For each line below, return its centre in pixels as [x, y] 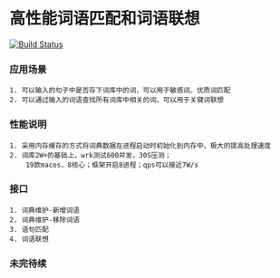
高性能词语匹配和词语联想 [105, 19]
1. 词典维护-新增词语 [44, 210]
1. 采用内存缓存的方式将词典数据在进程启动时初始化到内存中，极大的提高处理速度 [140, 146]
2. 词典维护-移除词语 [44, 220]
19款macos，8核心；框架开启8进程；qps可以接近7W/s [112, 165]
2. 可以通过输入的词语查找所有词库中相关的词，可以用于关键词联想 [117, 101]
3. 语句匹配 [29, 229]
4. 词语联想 [29, 239]
